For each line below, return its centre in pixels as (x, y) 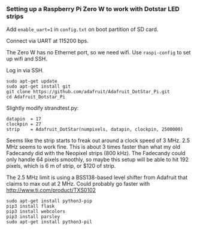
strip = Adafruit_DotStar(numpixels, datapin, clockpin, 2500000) (95, 130)
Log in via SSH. (25, 70)
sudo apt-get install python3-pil (49, 222)
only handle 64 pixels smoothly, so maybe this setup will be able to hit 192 (98, 159)
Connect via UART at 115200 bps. (47, 41)
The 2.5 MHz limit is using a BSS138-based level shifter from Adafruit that (97, 177)
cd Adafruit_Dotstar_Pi (36, 97)
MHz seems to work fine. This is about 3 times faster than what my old (93, 147)
